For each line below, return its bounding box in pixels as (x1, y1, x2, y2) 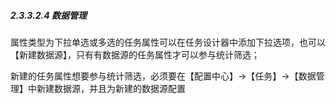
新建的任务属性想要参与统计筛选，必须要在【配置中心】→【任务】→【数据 (10, 70, 317, 82)
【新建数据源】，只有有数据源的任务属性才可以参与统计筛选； (10, 48, 260, 60)
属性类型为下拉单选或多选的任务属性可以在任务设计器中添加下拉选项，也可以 (10, 36, 326, 48)
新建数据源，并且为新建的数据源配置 (36, 82, 186, 94)
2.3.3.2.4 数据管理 (10, 9, 87, 21)
